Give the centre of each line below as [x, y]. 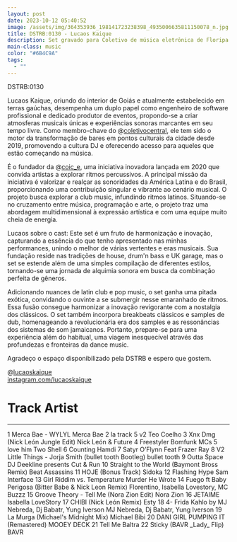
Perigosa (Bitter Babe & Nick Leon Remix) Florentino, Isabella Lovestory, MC [118, 487]
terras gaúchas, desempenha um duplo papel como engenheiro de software [118, 108]
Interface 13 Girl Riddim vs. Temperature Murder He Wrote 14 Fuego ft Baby [117, 479]
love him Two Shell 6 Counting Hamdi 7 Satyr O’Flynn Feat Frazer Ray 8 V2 [116, 449]
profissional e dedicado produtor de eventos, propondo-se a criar [103, 115]
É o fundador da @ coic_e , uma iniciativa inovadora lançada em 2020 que [114, 166]
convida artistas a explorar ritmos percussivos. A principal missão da [108, 174]
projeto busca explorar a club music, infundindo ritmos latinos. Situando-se [117, 197]
